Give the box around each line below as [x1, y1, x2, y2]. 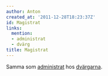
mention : [11, 31, 33, 37]
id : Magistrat [6, 19, 41, 25]
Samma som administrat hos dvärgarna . [6, 63, 103, 70]
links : [6, 25, 22, 31]
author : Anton [6, 8, 41, 15]
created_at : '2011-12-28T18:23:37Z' [6, 14, 96, 20]
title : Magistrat [6, 47, 49, 53]
